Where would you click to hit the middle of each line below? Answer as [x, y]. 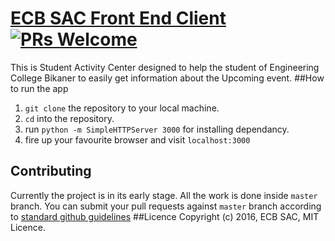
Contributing [51, 171]
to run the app [39, 88]
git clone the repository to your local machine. [122, 108]
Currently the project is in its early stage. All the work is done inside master [164, 195]
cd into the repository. [69, 118]
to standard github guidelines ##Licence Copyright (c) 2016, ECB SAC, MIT [165, 216]
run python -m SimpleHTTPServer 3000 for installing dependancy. [157, 129]
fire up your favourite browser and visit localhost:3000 [137, 139]
